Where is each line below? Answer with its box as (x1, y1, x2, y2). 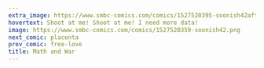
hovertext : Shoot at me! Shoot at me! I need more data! (8, 19, 199, 27)
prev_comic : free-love (8, 41, 82, 48)
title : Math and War (8, 48, 76, 55)
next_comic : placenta (8, 33, 79, 41)
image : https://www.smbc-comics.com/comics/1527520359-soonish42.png (8, 26, 241, 34)
